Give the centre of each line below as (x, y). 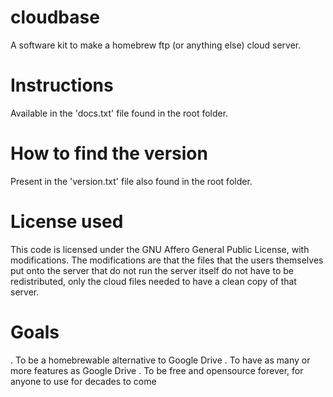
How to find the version (109, 153)
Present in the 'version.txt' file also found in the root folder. (131, 181)
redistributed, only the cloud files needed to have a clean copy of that (153, 281)
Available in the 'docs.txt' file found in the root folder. (119, 113)
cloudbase (55, 17)
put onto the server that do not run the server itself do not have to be (152, 270)
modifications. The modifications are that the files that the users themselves (167, 260)
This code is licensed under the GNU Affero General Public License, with (160, 249)
